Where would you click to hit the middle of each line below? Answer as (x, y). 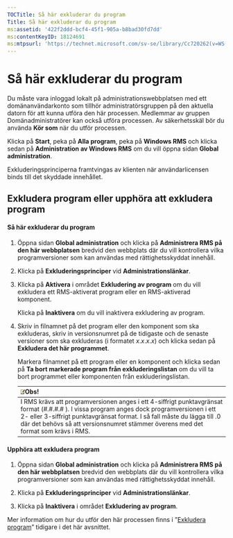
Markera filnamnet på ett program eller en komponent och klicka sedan (119, 362)
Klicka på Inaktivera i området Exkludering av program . (97, 506)
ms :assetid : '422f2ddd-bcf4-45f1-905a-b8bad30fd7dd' (85, 29)
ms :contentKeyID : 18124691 (46, 37)
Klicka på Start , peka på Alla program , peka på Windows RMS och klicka (112, 142)
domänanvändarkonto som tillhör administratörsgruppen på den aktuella (110, 106)
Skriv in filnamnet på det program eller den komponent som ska (108, 326)
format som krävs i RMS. (55, 431)
